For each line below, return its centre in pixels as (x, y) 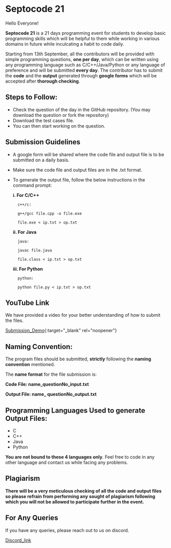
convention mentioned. (30, 364)
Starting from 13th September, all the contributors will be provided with (80, 54)
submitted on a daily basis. (41, 160)
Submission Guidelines (43, 142)
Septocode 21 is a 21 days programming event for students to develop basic (86, 33)
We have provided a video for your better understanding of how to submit (83, 315)
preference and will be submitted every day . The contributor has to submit (84, 70)
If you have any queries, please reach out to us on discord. (67, 530)
